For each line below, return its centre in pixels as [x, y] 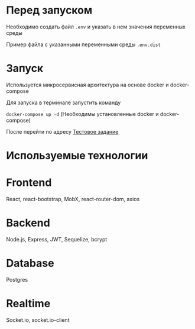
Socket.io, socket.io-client [38, 320]
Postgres [17, 279]
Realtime [28, 304]
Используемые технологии [77, 156]
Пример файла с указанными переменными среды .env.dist [84, 44]
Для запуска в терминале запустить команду [64, 102]
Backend [28, 223]
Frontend [29, 183]
